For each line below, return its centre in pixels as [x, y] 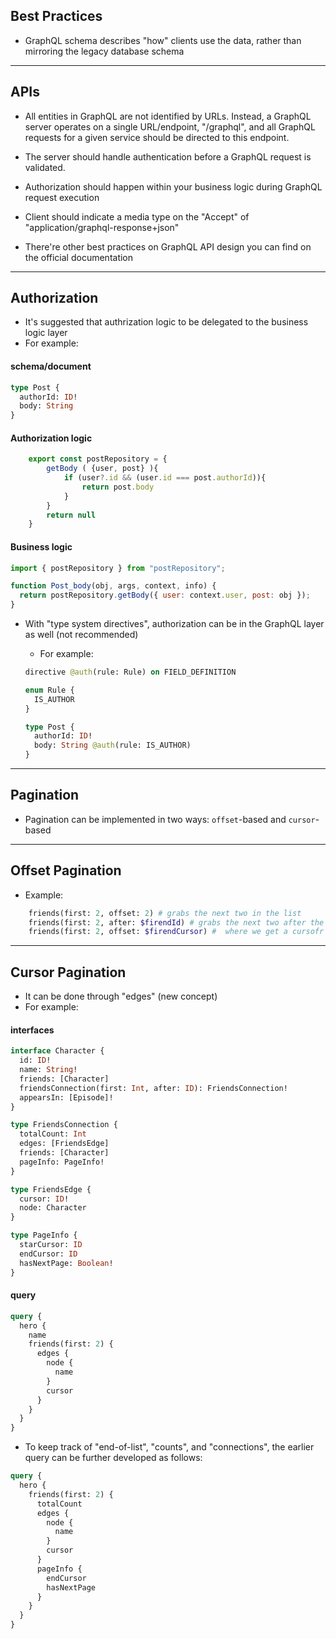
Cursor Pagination [68, 972]
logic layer [46, 333]
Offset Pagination [66, 870]
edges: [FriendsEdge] [64, 1144]
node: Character [53, 1208]
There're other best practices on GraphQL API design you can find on [168, 246]
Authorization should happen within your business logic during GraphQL [173, 186]
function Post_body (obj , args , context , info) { [113, 586]
